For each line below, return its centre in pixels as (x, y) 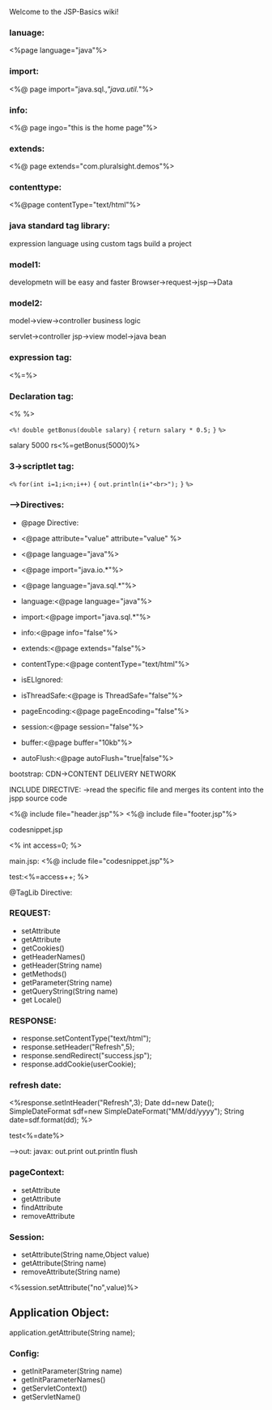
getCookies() (42, 948)
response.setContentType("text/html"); (86, 1038)
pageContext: (37, 1173)
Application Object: (59, 1313)
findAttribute (42, 1207)
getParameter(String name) (66, 982)
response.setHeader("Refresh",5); (78, 1047)
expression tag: (40, 357)
